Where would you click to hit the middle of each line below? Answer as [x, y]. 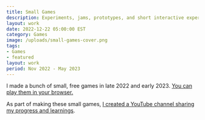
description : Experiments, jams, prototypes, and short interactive [95, 18]
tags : [13, 46]
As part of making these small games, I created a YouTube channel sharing [100, 104]
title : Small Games [31, 12]
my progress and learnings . [41, 111]
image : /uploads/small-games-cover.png [57, 40]
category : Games [27, 35]
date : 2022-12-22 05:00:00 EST [46, 29]
